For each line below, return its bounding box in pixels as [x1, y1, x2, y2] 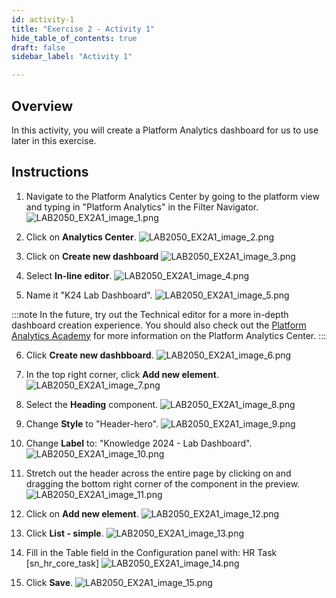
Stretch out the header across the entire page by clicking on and [25, 467, 292, 479]
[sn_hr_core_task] [25, 557, 100, 569]
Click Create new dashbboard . [25, 349, 154, 361]
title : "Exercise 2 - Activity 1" [11, 24, 156, 34]
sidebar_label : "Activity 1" [11, 52, 133, 62]
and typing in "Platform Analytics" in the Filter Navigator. [25, 201, 259, 213]
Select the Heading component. [25, 398, 159, 410]
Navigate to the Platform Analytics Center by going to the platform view [25, 190, 320, 202]
